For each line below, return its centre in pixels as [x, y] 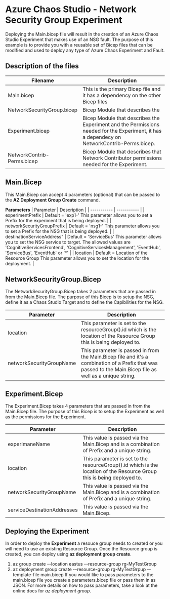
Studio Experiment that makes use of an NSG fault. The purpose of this [79, 39]
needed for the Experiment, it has [122, 131]
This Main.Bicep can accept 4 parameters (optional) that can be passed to [83, 194]
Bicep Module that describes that [122, 151]
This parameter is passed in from [120, 350]
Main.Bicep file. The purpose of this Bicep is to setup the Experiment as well [85, 412]
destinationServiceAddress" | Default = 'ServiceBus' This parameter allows [83, 236]
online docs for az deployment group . [52, 591]
